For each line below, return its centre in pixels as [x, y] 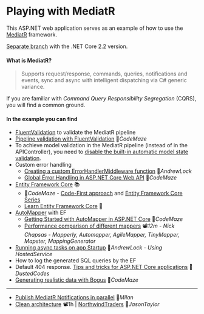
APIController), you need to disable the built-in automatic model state [102, 152]
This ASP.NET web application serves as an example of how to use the [95, 28]
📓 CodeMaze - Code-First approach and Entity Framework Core [104, 194]
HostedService [34, 254]
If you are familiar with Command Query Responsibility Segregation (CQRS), [101, 99]
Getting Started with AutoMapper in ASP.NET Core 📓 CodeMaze [104, 219]
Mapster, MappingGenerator [60, 241]
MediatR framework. [32, 34]
